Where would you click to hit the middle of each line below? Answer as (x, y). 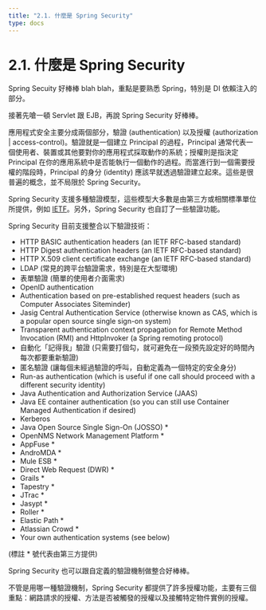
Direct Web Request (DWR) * (67, 470)
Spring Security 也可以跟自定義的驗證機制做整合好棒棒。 (101, 571)
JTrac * (32, 495)
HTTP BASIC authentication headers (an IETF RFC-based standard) (130, 242)
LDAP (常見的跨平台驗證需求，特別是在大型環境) (99, 269)
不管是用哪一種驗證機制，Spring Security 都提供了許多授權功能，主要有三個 (133, 588)
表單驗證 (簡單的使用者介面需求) (72, 278)
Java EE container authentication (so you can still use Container (124, 402)
